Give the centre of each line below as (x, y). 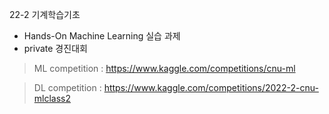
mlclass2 (52, 98)
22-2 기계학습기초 (45, 14)
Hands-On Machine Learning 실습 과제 (102, 36)
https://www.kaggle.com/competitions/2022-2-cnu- (211, 87)
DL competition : (67, 87)
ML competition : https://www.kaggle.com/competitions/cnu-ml (164, 68)
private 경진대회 (55, 48)
